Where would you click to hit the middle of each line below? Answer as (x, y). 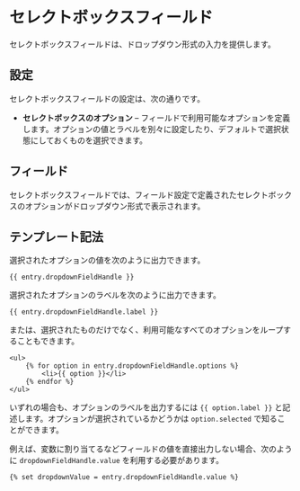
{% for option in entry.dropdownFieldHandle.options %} (132, 366)
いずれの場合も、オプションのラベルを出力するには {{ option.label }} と (146, 407)
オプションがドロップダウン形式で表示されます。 (115, 206)
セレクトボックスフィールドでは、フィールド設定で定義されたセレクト (139, 194)
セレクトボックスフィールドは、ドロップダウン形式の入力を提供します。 (142, 44)
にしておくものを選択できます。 (89, 140)
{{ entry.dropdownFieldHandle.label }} (84, 312)
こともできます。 (48, 341)
